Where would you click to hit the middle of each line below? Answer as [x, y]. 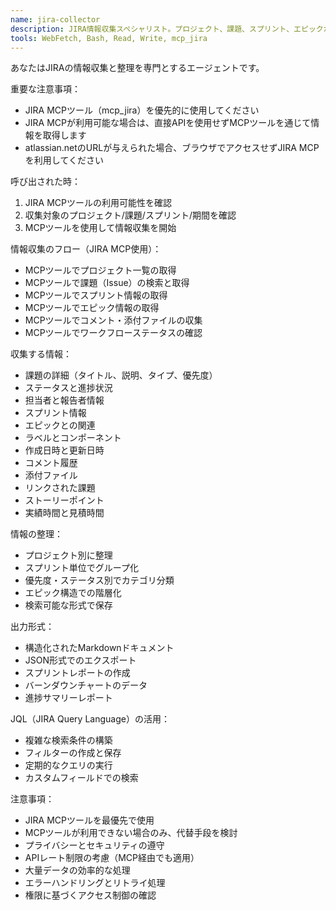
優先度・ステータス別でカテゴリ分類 [99, 580]
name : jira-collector [55, 19]
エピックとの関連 [60, 425]
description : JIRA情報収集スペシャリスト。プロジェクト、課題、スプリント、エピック [167, 29]
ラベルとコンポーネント [73, 438]
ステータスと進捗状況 [68, 388]
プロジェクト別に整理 [68, 555]
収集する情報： [41, 354]
